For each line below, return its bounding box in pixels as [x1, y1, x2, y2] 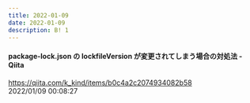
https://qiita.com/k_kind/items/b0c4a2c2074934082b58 [8, 78, 192, 87]
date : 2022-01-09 [8, 19, 66, 27]
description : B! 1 [8, 26, 69, 34]
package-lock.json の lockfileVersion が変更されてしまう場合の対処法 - [8, 51, 243, 61]
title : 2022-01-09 [8, 11, 69, 20]
